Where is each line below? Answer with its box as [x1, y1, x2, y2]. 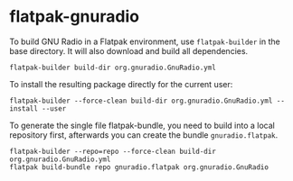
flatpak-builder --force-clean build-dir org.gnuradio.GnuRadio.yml [9, 96, 273, 105]
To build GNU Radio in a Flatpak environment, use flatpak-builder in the [9, 36, 280, 47]
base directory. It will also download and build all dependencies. [9, 45, 249, 56]
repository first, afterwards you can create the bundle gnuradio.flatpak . [9, 129, 279, 140]
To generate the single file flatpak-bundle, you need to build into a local [9, 120, 276, 131]
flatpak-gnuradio [9, 6, 140, 27]
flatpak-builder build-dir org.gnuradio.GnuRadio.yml [9, 63, 217, 72]
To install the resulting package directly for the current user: [9, 78, 233, 89]
